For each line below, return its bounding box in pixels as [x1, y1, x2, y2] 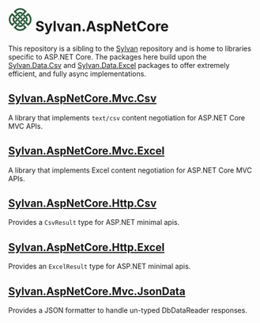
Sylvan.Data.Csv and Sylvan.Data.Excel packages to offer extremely [8, 60, 230, 70]
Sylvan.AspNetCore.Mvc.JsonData [8, 284, 186, 298]
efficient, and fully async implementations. [8, 69, 146, 78]
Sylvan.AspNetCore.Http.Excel [8, 241, 165, 254]
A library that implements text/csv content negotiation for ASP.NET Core [8, 112, 246, 122]
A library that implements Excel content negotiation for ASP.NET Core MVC [8, 165, 253, 175]
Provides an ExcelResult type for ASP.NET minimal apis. [8, 261, 191, 272]
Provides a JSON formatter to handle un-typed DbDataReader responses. [8, 306, 247, 315]
